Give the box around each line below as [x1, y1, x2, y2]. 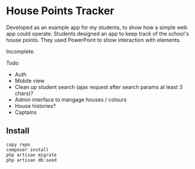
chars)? [14, 90, 34, 97]
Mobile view [14, 77, 44, 84]
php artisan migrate [6, 152, 57, 158]
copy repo [6, 141, 31, 148]
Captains [14, 109, 37, 116]
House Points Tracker [6, 4, 114, 18]
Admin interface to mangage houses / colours [14, 96, 127, 103]
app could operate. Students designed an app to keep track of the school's [6, 30, 190, 37]
